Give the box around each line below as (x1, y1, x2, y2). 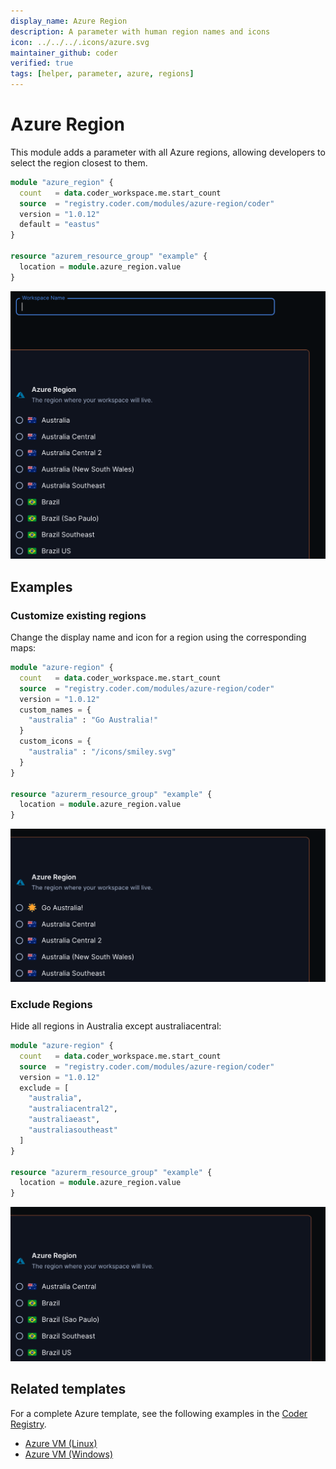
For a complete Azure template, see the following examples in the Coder (10, 1407, 308, 1419)
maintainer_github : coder (10, 48, 118, 58)
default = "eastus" (19, 220, 101, 230)
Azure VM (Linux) (24, 1437, 98, 1449)
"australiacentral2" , (28, 1104, 118, 1114)
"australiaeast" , (28, 1115, 101, 1125)
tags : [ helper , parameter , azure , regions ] (10, 69, 195, 79)
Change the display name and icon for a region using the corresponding (10, 631, 307, 644)
